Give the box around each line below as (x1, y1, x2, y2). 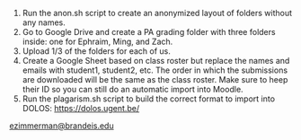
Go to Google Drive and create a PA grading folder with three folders (22, 27, 276, 37)
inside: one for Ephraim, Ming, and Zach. (22, 36, 173, 47)
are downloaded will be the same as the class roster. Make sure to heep (22, 74, 288, 84)
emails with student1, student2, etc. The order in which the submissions (22, 65, 288, 75)
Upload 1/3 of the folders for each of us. (22, 46, 171, 57)
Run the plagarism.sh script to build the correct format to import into (22, 93, 276, 104)
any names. (22, 17, 66, 28)
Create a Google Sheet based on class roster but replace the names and (22, 56, 290, 66)
